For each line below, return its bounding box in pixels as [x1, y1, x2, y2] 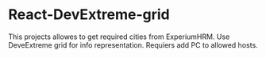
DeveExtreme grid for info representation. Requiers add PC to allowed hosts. [8, 40, 258, 49]
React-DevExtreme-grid [8, 6, 170, 24]
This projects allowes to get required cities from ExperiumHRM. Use [8, 32, 230, 41]
